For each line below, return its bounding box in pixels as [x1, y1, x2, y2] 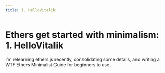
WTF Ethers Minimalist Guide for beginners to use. [5, 61, 111, 68]
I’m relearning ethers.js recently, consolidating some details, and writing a [5, 56, 160, 62]
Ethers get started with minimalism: [5, 29, 159, 40]
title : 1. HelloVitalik [5, 7, 56, 13]
